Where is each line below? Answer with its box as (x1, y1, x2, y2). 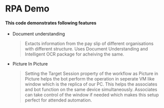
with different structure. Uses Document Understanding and (24, 46, 148, 52)
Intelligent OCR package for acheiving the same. (24, 51, 125, 57)
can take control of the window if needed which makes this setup (24, 92, 159, 98)
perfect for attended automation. (24, 97, 92, 103)
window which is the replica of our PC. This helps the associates (24, 81, 158, 87)
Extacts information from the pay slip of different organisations (24, 40, 154, 46)
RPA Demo (5, 3, 50, 14)
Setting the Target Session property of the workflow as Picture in (24, 70, 159, 76)
